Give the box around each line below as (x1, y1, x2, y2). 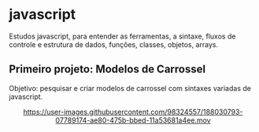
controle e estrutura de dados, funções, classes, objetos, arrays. (9, 39, 219, 49)
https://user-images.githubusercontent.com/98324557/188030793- (23, 107, 243, 116)
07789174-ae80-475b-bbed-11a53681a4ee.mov (55, 115, 211, 125)
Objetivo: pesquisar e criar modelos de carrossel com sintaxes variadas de (9, 83, 251, 93)
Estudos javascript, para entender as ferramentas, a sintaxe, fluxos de (9, 31, 236, 41)
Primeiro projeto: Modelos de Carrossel (9, 63, 206, 76)
